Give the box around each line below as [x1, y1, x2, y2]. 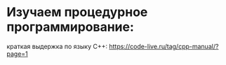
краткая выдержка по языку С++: [6, 42, 108, 50]
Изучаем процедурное [6, 4, 148, 20]
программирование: [6, 19, 135, 35]
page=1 [6, 50, 29, 58]
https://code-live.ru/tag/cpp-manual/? [109, 42, 219, 50]
